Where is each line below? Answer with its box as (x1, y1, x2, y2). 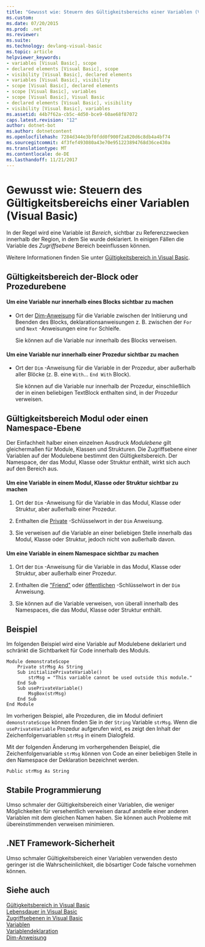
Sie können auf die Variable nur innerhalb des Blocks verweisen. (15, 337, 177, 344)
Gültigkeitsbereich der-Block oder (6, 271, 138, 282)
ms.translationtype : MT (6, 145, 67, 152)
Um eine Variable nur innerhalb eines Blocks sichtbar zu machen (6, 298, 174, 305)
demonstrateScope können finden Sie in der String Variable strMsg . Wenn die (6, 718, 198, 726)
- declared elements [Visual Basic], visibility (6, 100, 132, 106)
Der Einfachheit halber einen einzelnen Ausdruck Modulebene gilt (6, 439, 171, 446)
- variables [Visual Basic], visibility (6, 77, 111, 83)
